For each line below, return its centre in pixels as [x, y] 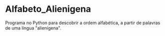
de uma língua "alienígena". [33, 28]
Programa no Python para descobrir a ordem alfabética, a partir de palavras [83, 23]
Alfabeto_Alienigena [48, 9]
